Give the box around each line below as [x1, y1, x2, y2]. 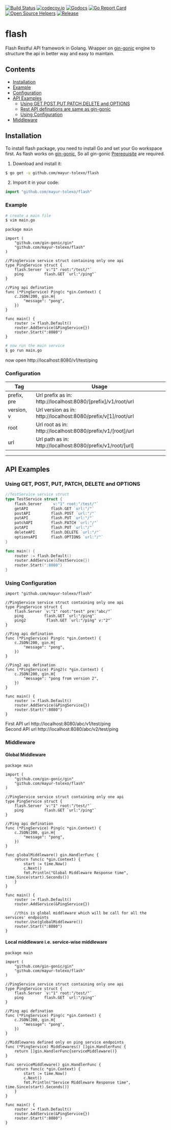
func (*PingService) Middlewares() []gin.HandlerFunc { [5, 1044, 126, 1049]
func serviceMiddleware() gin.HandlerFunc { [5, 1062, 101, 1067]
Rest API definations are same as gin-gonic [20, 106, 111, 112]
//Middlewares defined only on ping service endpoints [5, 1040, 124, 1045]
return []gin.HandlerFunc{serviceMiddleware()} [14, 1048, 117, 1054]
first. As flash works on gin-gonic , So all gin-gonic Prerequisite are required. [5, 151, 165, 157]
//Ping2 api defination [5, 663, 56, 668]
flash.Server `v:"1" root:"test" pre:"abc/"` [14, 609, 113, 614]
